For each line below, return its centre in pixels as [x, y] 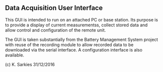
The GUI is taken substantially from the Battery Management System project [81, 39]
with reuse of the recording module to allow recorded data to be [69, 45]
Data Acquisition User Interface [54, 8]
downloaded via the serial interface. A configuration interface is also [74, 50]
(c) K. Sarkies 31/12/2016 [30, 64]
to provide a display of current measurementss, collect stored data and [76, 25]
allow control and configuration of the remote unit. [56, 30]
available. [15, 55]
